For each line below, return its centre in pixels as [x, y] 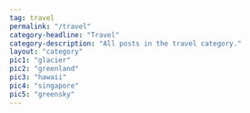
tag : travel [32, 18]
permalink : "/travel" [50, 26]
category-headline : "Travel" [65, 35]
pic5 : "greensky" [42, 94]
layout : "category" [46, 52]
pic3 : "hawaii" [38, 77]
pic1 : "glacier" [40, 60]
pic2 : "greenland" [44, 69]
